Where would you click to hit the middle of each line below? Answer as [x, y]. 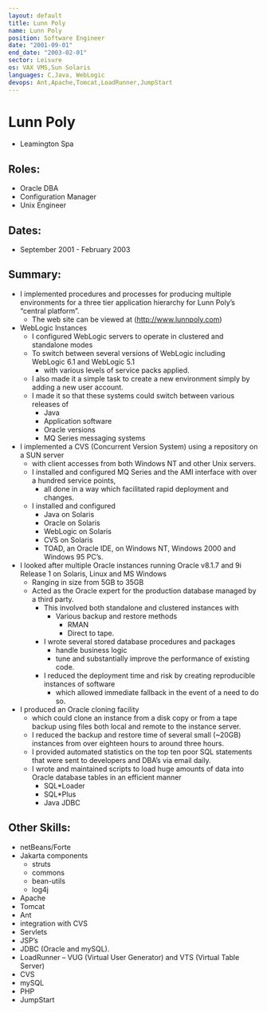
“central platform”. [49, 310]
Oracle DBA [39, 188]
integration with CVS [53, 923]
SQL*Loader [64, 785]
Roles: [24, 169]
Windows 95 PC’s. [73, 556]
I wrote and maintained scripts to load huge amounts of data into [138, 769]
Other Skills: [39, 828]
